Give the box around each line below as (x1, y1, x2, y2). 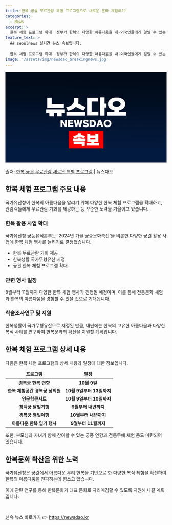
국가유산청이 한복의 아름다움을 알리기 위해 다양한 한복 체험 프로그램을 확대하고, (5, 199, 163, 205)
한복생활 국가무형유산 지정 (12, 256, 66, 262)
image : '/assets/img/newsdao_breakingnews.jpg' (5, 57, 109, 62)
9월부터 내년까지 (71, 404, 105, 410)
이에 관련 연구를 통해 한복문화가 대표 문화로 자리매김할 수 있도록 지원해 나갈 (5, 487, 156, 493)
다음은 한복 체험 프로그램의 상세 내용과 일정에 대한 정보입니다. (5, 360, 128, 366)
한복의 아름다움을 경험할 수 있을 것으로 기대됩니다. (10, 296, 111, 302)
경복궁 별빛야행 (18, 412, 50, 418)
